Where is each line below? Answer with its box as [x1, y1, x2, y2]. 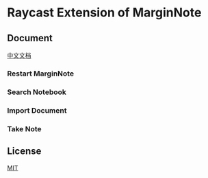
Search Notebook [7, 87, 67, 97]
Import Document [7, 105, 67, 115]
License [7, 146, 42, 157]
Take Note [7, 124, 42, 133]
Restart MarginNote [7, 69, 74, 78]
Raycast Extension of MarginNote [7, 5, 202, 21]
